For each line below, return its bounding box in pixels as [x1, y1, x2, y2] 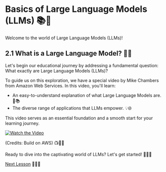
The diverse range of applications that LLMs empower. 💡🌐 [12, 105, 132, 111]
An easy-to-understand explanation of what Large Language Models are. [12, 92, 162, 98]
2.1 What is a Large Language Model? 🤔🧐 [5, 49, 132, 58]
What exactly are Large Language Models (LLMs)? [5, 68, 108, 74]
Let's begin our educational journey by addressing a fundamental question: [5, 62, 159, 68]
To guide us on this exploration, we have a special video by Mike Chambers [5, 77, 159, 83]
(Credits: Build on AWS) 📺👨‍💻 [5, 140, 64, 146]
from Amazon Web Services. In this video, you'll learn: [5, 83, 116, 88]
